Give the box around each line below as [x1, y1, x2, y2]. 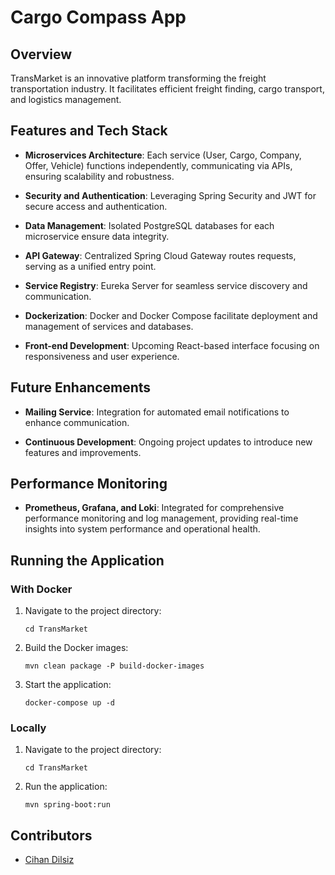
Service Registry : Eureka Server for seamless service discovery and [24, 279, 308, 291]
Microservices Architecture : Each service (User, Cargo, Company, [24, 149, 302, 161]
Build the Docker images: [24, 642, 129, 654]
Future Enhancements [10, 379, 152, 396]
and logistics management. [10, 94, 122, 105]
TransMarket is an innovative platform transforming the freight [10, 72, 267, 84]
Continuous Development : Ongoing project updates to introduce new [24, 436, 313, 448]
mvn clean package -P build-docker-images [24, 661, 205, 671]
